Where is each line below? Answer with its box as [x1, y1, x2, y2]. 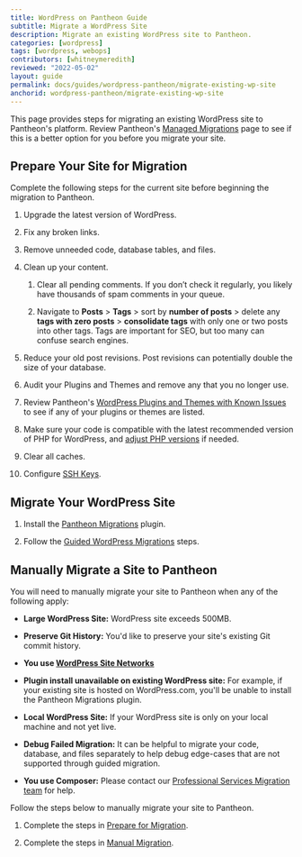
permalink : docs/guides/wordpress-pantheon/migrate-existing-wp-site [10, 80, 277, 89]
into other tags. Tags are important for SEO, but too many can [36, 325, 264, 336]
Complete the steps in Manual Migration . [22, 837, 174, 848]
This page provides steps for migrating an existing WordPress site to [10, 114, 263, 124]
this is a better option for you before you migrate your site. [10, 132, 226, 143]
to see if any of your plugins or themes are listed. [22, 406, 206, 417]
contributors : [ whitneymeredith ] [10, 55, 136, 64]
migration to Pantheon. [10, 192, 95, 203]
